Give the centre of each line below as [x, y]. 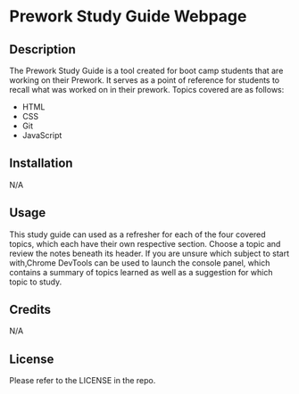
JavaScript [42, 135]
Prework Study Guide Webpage [128, 16]
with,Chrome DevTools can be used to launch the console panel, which [140, 263]
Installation [41, 164]
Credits [30, 310]
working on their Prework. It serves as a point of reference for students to [145, 80]
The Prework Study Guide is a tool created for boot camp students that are [146, 70]
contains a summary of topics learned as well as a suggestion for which [141, 272]
